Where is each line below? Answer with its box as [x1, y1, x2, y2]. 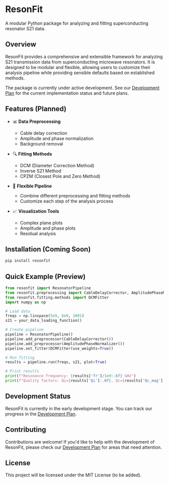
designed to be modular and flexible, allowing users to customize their [5, 64, 151, 70]
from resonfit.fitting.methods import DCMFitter [5, 295, 109, 300]
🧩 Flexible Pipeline [12, 183, 52, 189]
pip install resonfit [5, 258, 51, 263]
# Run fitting [5, 355, 35, 360]
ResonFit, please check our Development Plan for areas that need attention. [5, 444, 162, 450]
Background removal [20, 141, 63, 147]
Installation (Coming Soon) [5, 245, 91, 253]
